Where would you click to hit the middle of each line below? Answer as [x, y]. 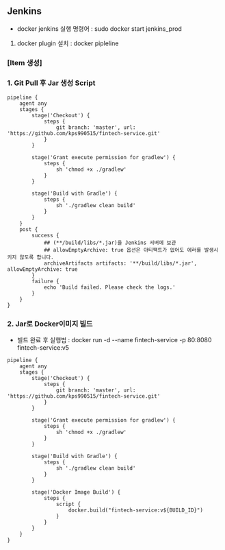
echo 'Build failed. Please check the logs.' [109, 287]
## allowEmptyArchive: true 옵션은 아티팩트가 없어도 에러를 [122, 250]
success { [45, 236]
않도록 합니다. [37, 258]
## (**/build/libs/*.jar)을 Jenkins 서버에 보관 [110, 243]
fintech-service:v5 [43, 348]
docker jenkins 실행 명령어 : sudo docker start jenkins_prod [100, 28]
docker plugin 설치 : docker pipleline [68, 43]
